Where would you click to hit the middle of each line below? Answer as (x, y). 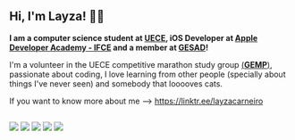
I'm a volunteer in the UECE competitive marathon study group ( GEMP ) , (141, 64)
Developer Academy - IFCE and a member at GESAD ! (109, 47)
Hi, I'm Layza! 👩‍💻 (57, 16)
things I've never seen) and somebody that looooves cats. (116, 83)
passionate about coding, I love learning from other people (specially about (147, 74)
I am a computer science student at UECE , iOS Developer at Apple (134, 37)
